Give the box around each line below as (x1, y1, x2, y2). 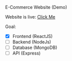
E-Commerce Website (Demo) (5, 4, 67, 10)
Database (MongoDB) (12, 44, 57, 50)
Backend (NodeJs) (12, 39, 51, 45)
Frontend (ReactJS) (12, 33, 53, 39)
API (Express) (12, 50, 41, 56)
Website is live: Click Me (5, 14, 55, 19)
